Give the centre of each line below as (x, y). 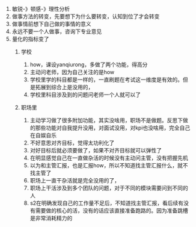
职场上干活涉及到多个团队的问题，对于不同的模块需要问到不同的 (109, 188)
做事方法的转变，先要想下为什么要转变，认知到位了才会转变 (86, 16)
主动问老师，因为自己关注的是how (72, 72)
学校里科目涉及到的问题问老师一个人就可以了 (85, 95)
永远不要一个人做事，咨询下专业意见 (57, 31)
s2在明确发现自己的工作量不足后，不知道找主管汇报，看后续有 (107, 203)
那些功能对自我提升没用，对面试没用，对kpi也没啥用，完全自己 (113, 128)
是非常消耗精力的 (51, 218)
